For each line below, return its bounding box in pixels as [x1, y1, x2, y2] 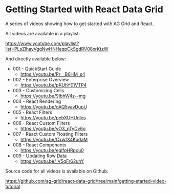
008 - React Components [12, 142, 67, 148]
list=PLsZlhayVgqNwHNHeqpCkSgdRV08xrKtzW [5, 46, 109, 52]
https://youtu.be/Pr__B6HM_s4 [20, 71, 85, 77]
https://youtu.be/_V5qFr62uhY [20, 158, 84, 164]
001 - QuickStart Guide [12, 66, 61, 72]
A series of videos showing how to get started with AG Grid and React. [5, 20, 154, 27]
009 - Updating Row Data [12, 153, 67, 159]
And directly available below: [5, 55, 67, 62]
